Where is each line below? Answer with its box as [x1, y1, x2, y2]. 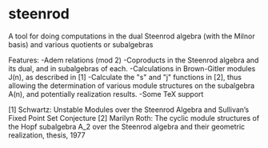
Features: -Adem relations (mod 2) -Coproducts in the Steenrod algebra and [8, 55, 259, 65]
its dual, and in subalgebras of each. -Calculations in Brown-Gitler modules [8, 63, 256, 73]
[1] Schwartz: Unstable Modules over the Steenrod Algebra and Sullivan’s [8, 105, 250, 114]
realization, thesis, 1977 [8, 130, 86, 140]
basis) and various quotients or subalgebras [8, 39, 154, 49]
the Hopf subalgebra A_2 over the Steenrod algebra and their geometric [8, 122, 246, 131]
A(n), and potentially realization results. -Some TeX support [8, 89, 204, 98]
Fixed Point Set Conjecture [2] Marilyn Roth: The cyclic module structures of [8, 113, 260, 122]
